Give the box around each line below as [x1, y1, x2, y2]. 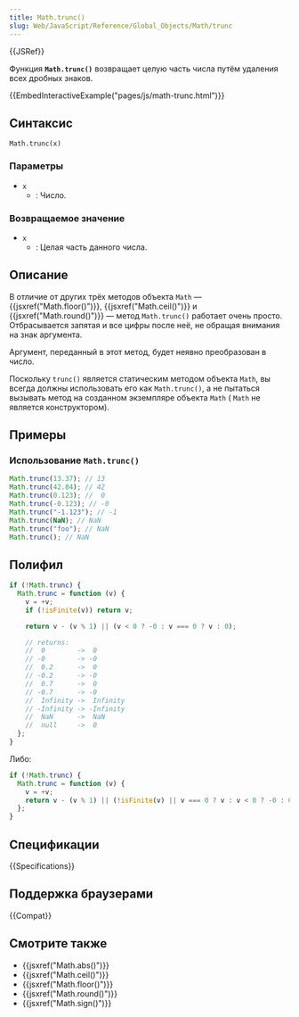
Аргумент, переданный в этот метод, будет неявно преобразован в [9, 346, 267, 357]
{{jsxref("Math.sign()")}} [21, 997, 112, 1008]
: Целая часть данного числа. [35, 242, 148, 252]
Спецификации [9, 837, 100, 852]
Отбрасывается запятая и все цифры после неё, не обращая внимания [9, 319, 280, 330]
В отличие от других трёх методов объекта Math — [9, 291, 202, 302]
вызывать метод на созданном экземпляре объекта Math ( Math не [9, 392, 261, 402]
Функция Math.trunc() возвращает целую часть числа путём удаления [9, 63, 279, 74]
